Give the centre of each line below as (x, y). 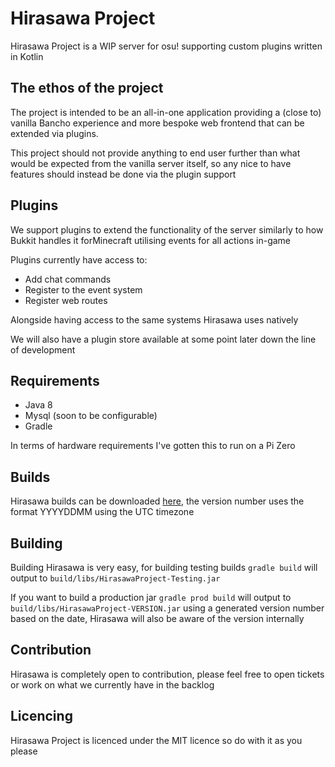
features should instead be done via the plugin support (123, 174)
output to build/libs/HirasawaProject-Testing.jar (115, 578)
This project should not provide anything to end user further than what (155, 153)
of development (43, 349)
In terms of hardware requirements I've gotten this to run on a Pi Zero (153, 446)
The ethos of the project (87, 88)
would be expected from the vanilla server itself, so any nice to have (151, 163)
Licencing (41, 716)
